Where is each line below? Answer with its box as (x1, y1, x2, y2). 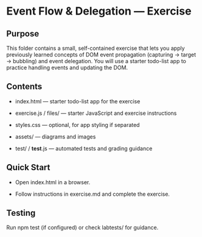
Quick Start (6, 162, 50, 173)
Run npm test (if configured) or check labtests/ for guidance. (6, 224, 159, 232)
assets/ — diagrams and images (15, 132, 96, 140)
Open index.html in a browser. (15, 178, 91, 186)
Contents (6, 81, 43, 92)
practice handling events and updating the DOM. (6, 64, 128, 71)
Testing (6, 208, 36, 218)
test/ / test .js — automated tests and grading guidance (15, 145, 153, 152)
